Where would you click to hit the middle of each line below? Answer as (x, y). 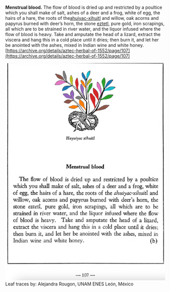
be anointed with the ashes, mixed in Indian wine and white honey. (75, 45)
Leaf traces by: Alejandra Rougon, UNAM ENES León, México (69, 284)
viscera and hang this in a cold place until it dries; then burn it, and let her (82, 40)
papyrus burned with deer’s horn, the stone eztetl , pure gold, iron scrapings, (85, 23)
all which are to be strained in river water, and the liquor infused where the (83, 29)
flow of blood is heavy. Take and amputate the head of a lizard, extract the (83, 34)
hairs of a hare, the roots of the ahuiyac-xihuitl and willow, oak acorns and (82, 18)
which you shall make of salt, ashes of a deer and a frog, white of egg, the (83, 13)
